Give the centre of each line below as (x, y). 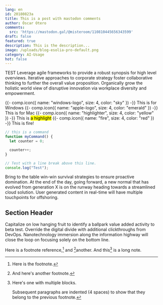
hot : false (16, 59)
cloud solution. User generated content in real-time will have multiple (74, 192)
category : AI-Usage (25, 54)
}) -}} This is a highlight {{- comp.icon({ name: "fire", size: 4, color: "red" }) (80, 118)
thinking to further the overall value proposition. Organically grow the (74, 83)
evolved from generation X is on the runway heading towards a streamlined (80, 187)
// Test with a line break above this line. (51, 163)
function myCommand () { (29, 137)
